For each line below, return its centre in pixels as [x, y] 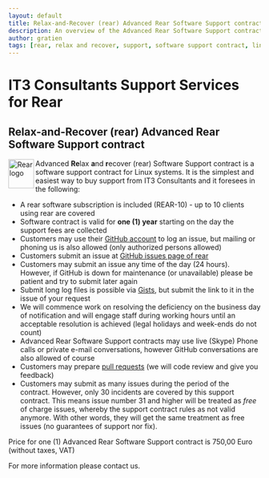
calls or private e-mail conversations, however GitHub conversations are [139, 350]
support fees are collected [63, 230]
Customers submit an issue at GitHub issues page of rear [114, 256]
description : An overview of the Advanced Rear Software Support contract [136, 30]
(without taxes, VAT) [42, 451]
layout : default [35, 16]
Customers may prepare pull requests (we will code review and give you [139, 367]
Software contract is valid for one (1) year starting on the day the [127, 222]
